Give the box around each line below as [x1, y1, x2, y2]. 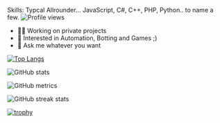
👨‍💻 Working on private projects [17, 27, 107, 35]
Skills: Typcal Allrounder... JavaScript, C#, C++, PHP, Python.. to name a [7, 6, 214, 14]
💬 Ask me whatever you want [17, 41, 101, 49]
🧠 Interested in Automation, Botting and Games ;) [17, 34, 158, 42]
